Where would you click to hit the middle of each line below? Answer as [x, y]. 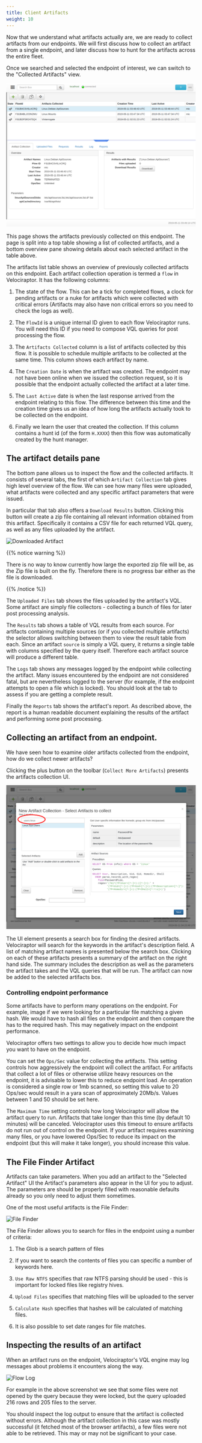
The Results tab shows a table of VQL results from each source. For [90, 625]
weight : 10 [20, 19]
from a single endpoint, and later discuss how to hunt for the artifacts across [101, 50]
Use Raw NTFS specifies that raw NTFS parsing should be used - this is [101, 1279]
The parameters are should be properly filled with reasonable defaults [93, 1189]
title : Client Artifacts [37, 13]
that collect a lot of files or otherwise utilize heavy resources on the [90, 1074]
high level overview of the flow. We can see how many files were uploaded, [99, 485]
